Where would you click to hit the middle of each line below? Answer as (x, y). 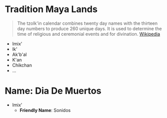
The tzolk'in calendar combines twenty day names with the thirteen (87, 23)
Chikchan (22, 65)
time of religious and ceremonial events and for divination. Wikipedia (89, 34)
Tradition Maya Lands (51, 9)
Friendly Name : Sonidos (45, 110)
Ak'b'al (19, 54)
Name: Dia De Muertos (53, 91)
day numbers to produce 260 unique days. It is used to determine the (90, 28)
